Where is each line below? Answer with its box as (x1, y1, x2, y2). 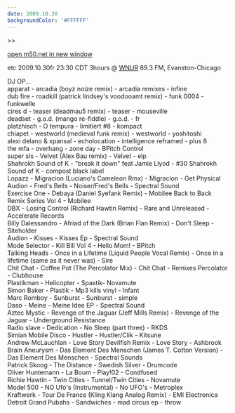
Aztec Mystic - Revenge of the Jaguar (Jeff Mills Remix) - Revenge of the (7, 308, 220, 317)
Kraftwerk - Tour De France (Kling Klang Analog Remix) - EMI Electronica (7, 391, 218, 399)
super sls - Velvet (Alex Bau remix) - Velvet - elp (7, 152, 147, 160)
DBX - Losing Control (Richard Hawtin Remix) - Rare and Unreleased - (7, 204, 210, 212)
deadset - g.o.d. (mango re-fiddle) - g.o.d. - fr (7, 114, 140, 123)
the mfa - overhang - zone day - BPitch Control (7, 144, 144, 152)
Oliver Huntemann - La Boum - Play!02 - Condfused (7, 368, 158, 376)
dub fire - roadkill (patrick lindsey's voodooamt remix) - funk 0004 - (7, 92, 204, 100)
